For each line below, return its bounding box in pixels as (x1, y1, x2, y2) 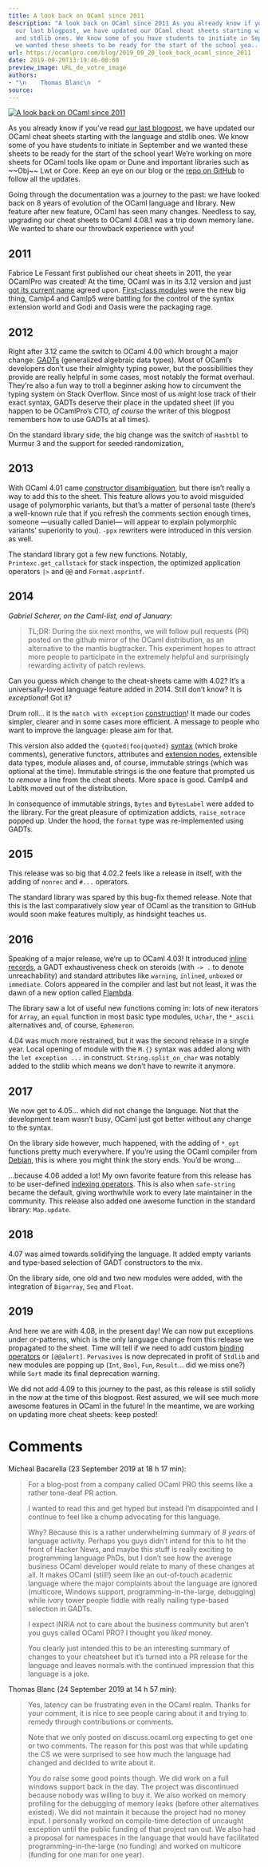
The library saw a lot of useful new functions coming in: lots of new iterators (8, 1003, 259, 1013)
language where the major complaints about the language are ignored (27, 1578, 258, 1588)
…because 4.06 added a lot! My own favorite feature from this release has (8, 1171, 252, 1180)
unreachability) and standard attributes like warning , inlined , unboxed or (8, 971, 243, 980)
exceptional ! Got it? (8, 692, 72, 702)
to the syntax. (8, 1123, 53, 1132)
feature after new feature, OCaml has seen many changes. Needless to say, (8, 207, 257, 217)
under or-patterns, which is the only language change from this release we (8, 1334, 254, 1344)
